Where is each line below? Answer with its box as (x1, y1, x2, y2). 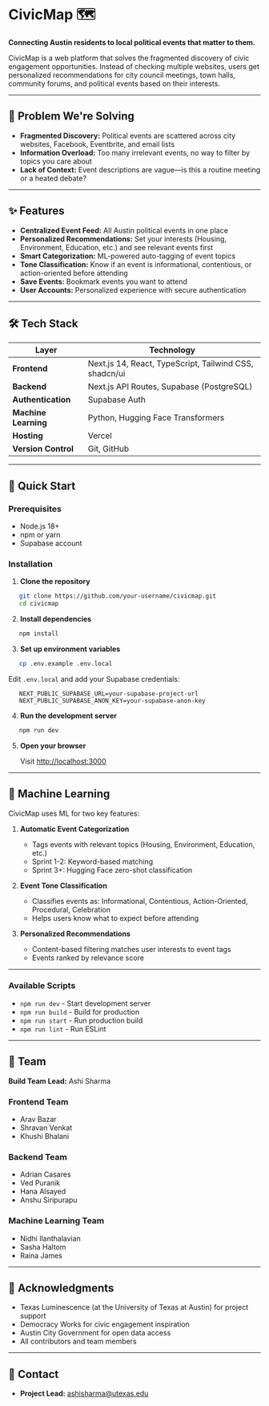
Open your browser (19, 740, 86, 750)
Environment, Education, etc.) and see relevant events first (19, 242, 214, 252)
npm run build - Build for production (19, 1007, 140, 1016)
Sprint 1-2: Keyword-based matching (31, 857, 154, 866)
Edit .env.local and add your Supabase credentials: (8, 674, 180, 683)
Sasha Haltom (19, 1242, 66, 1251)
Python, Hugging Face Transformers (87, 412, 225, 423)
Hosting (12, 430, 43, 441)
